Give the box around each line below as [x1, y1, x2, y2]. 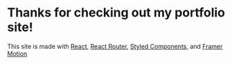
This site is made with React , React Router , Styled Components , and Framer [7, 42, 223, 50]
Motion [7, 50, 28, 58]
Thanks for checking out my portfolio [7, 5, 225, 21]
